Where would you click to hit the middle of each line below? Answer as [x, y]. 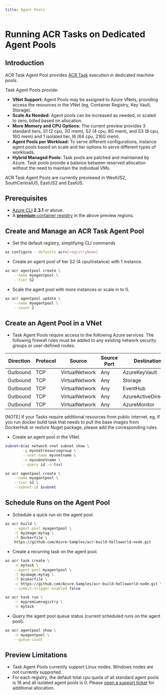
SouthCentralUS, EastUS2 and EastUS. [44, 183]
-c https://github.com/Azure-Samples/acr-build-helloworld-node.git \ [88, 584]
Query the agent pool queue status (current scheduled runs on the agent [86, 616]
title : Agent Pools [25, 10]
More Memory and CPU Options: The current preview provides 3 [79, 126]
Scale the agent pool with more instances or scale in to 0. [71, 289]
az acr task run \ [24, 597]
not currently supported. [37, 672]
